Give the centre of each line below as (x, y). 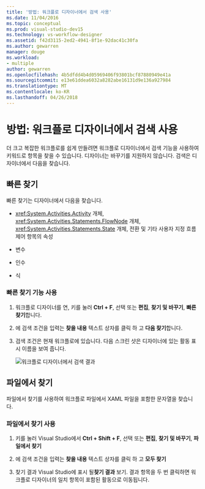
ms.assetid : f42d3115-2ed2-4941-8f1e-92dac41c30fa (72, 40)
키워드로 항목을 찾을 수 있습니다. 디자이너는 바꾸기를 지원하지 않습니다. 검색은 (99, 155)
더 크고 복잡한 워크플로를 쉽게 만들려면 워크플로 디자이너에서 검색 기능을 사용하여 (103, 148)
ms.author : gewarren (33, 47)
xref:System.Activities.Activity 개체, (59, 213)
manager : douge (26, 52)
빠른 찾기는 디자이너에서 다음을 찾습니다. (54, 200)
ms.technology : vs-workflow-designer (54, 35)
